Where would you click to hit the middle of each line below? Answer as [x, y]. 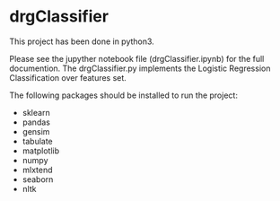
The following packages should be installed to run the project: [123, 95]
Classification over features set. [68, 77]
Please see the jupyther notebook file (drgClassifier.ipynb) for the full [137, 58]
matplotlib [41, 151]
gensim [36, 131]
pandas [36, 122]
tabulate [38, 141]
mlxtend [37, 170]
